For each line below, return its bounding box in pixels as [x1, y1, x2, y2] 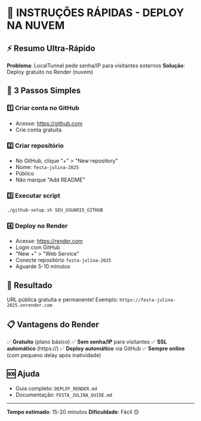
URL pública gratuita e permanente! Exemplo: [7, 296, 119, 303]
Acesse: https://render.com [15, 238, 83, 245]
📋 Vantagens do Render [7, 319, 99, 330]
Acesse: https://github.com [15, 119, 83, 127]
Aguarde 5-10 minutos [15, 263, 70, 270]
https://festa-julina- [119, 297, 176, 303]
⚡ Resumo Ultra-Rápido [7, 43, 95, 53]
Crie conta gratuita [15, 126, 62, 133]
